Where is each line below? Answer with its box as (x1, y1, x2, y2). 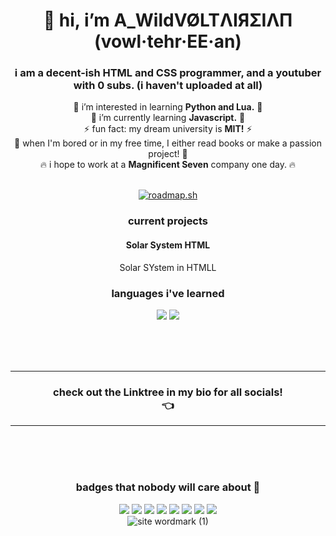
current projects (127, 214, 209, 228)
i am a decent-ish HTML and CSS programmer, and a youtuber (14, 66, 322, 80)
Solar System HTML (125, 239, 211, 251)
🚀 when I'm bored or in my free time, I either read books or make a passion (14, 137, 322, 149)
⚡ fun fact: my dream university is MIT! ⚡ (83, 123, 253, 135)
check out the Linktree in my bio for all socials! (53, 385, 283, 399)
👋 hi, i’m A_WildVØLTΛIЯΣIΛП (43, 9, 293, 32)
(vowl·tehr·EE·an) (94, 30, 242, 53)
